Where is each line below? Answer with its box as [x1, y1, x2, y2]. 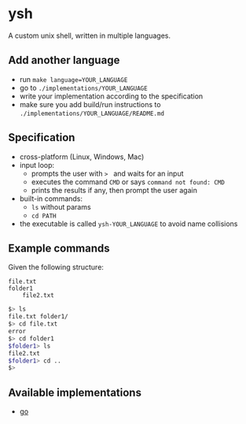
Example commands [8, 241, 110, 255]
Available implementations [8, 385, 141, 399]
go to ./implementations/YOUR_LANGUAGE [19, 83, 148, 92]
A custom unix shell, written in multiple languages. [8, 31, 171, 40]
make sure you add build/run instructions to [19, 99, 161, 109]
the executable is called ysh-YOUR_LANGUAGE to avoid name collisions [19, 218, 238, 229]
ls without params [31, 202, 92, 211]
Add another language [8, 54, 120, 67]
